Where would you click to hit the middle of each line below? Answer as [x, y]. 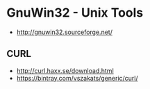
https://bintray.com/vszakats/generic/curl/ [77, 78]
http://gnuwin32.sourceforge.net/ [64, 32]
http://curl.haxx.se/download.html [65, 70]
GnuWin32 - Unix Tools [75, 13]
